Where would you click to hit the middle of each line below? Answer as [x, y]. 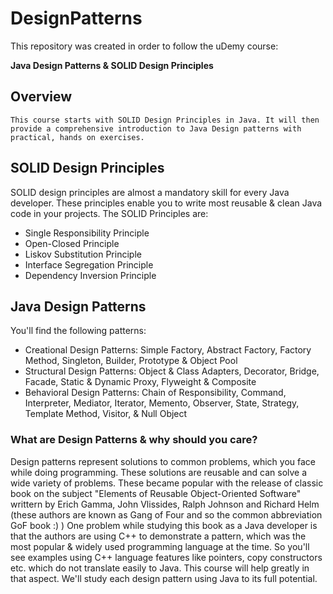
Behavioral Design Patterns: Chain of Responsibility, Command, [155, 393]
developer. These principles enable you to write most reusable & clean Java [166, 203]
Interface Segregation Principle [89, 264]
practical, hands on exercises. [77, 137]
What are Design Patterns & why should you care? [134, 440]
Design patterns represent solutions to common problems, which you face [163, 461]
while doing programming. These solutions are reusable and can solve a [159, 472]
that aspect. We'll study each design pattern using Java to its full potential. [164, 578]
